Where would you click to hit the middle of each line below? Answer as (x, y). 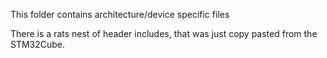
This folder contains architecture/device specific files (120, 14)
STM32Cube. (38, 44)
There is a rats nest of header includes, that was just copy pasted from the (164, 33)
